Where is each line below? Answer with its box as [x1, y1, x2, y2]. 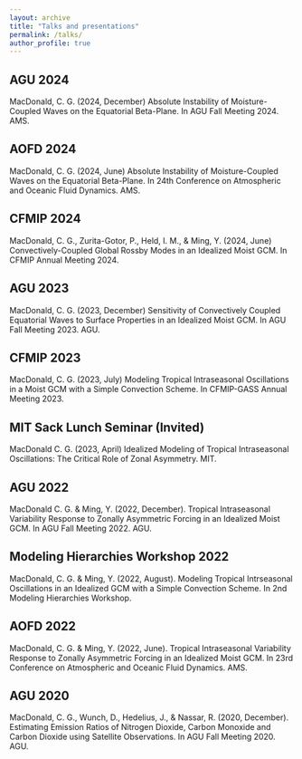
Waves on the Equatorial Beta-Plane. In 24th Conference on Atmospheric [9, 175, 282, 186]
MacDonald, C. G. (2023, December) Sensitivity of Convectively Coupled [9, 304, 281, 315]
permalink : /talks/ [9, 30, 83, 39]
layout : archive [9, 13, 71, 23]
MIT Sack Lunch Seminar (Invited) [9, 419, 205, 435]
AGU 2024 [9, 72, 70, 87]
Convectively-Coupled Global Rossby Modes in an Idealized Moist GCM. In [9, 245, 288, 255]
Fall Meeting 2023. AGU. [9, 323, 101, 335]
